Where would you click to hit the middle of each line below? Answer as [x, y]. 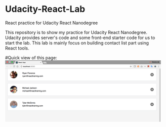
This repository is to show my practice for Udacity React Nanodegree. [76, 32]
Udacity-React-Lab [45, 9]
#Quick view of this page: [31, 57]
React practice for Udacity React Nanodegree [51, 23]
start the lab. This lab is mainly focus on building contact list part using [77, 42]
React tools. [17, 48]
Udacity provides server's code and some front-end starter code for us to [80, 38]
